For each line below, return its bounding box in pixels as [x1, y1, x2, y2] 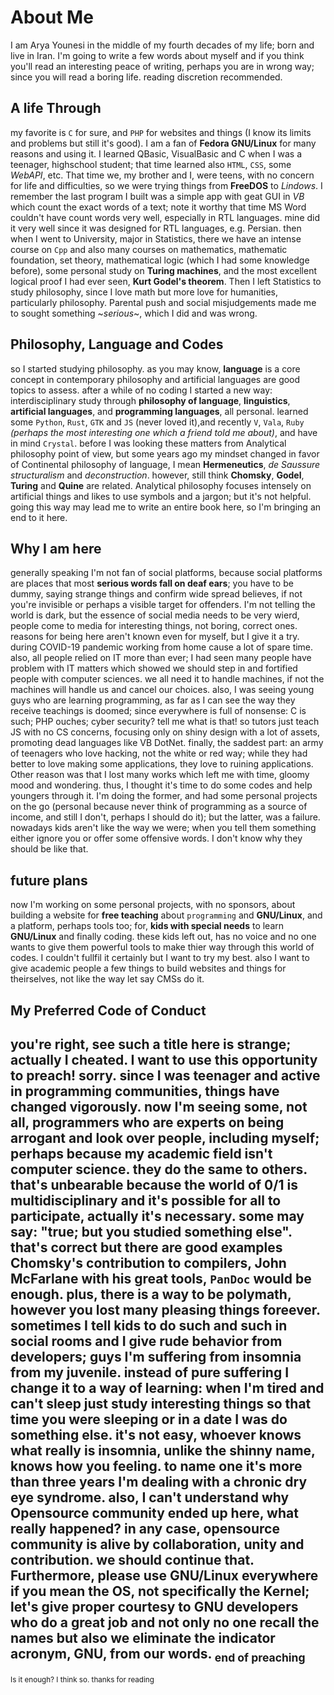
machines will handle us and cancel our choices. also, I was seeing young [10, 684, 315, 696]
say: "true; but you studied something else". [10, 1223, 293, 1240]
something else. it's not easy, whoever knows [10, 1426, 302, 1443]
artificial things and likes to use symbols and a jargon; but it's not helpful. [10, 490, 312, 502]
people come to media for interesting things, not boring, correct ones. [10, 620, 298, 632]
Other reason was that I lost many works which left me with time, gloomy [10, 769, 310, 781]
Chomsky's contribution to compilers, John [10, 1254, 287, 1271]
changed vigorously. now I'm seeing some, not [10, 1098, 308, 1115]
